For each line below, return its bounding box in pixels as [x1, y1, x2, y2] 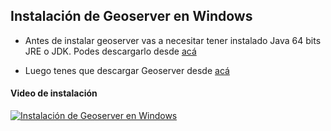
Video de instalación [10, 87, 98, 99]
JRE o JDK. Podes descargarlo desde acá [24, 45, 197, 57]
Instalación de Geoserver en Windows [10, 8, 253, 25]
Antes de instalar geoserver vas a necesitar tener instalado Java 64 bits [24, 34, 322, 46]
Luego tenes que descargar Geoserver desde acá [24, 64, 230, 76]
